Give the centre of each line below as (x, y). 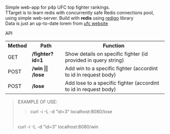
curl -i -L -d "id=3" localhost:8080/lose (71, 111)
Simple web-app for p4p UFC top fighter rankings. (58, 7)
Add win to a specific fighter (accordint (111, 69)
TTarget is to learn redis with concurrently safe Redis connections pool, (80, 13)
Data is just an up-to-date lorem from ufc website (57, 23)
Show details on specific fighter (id (107, 54)
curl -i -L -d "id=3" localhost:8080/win (58, 127)
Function (114, 46)
